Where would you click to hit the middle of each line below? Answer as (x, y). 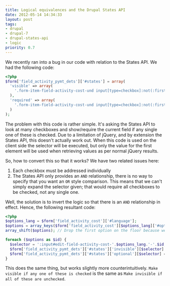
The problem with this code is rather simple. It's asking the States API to (80, 124)
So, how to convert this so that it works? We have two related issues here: (82, 160)
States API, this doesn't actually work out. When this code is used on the (81, 140)
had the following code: (30, 67)
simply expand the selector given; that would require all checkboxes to (86, 187)
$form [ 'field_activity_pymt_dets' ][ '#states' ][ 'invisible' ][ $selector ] (87, 249)
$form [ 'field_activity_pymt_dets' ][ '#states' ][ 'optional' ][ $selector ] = (88, 254)
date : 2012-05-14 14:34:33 (34, 15)
